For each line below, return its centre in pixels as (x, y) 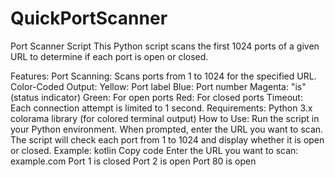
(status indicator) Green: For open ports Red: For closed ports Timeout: (156, 97)
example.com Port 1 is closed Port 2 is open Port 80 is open (133, 161)
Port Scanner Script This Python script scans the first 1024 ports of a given (165, 46)
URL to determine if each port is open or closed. (109, 56)
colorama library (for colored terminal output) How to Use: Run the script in (165, 118)
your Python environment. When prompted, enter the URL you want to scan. (167, 129)
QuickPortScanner (89, 18)
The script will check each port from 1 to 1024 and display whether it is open (167, 139)
